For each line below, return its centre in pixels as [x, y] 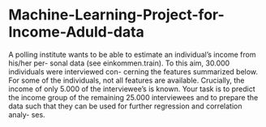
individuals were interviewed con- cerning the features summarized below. [133, 71]
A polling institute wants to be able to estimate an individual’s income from [132, 54]
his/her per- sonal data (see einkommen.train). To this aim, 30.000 [119, 63]
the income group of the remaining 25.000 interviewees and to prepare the [133, 97]
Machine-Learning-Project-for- [116, 15]
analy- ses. [27, 114]
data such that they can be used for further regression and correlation [125, 106]
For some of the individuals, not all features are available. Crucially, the [127, 80]
